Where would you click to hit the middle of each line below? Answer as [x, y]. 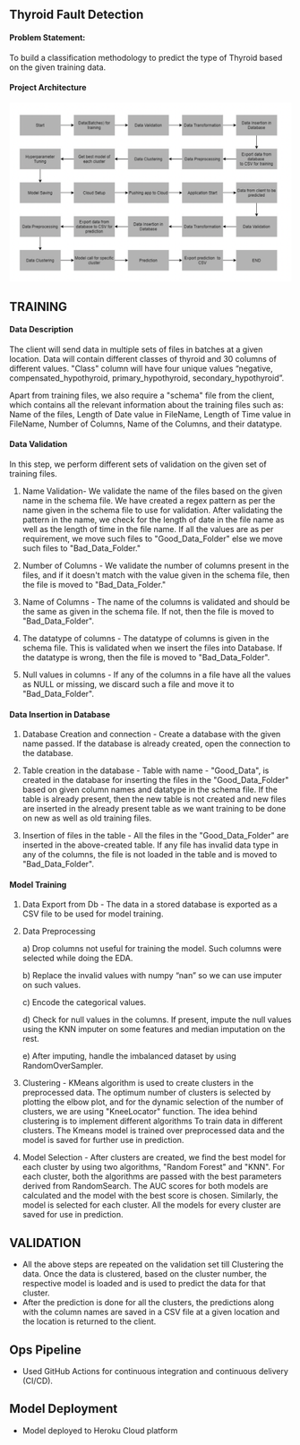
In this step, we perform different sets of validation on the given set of [138, 464]
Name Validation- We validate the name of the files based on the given [152, 491]
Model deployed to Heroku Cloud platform [100, 1430]
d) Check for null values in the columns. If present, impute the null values [157, 1019]
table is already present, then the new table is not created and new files [154, 799]
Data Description [42, 330]
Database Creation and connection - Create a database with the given [151, 735]
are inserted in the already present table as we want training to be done [154, 809]
